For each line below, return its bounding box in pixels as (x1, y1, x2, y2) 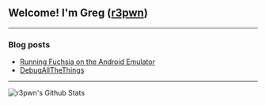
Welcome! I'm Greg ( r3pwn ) (8, 6, 148, 20)
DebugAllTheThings (19, 66, 85, 75)
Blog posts (8, 39, 51, 50)
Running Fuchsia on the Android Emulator (19, 57, 156, 66)
